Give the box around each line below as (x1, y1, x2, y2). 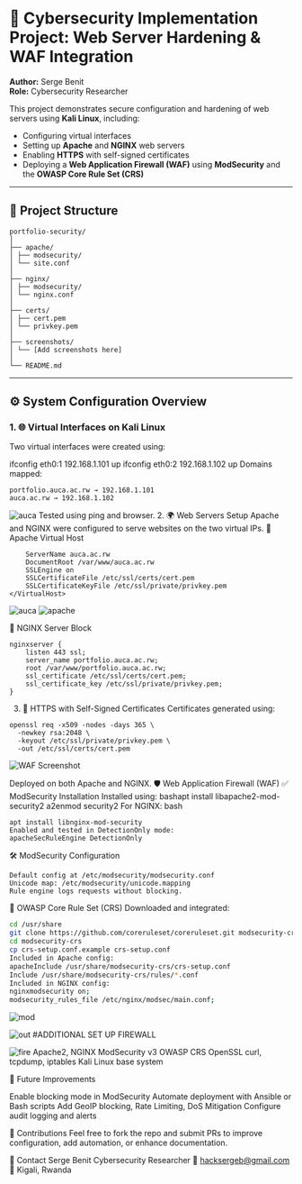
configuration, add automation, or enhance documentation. (9, 1137, 228, 1148)
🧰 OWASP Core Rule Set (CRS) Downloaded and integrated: (9, 903, 230, 914)
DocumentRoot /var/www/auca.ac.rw (25, 558, 155, 567)
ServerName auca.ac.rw (25, 550, 111, 560)
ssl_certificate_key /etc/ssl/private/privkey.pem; (25, 679, 223, 688)
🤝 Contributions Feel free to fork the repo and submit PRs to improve (9, 1128, 263, 1139)
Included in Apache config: (9, 953, 115, 962)
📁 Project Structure (9, 203, 119, 219)
